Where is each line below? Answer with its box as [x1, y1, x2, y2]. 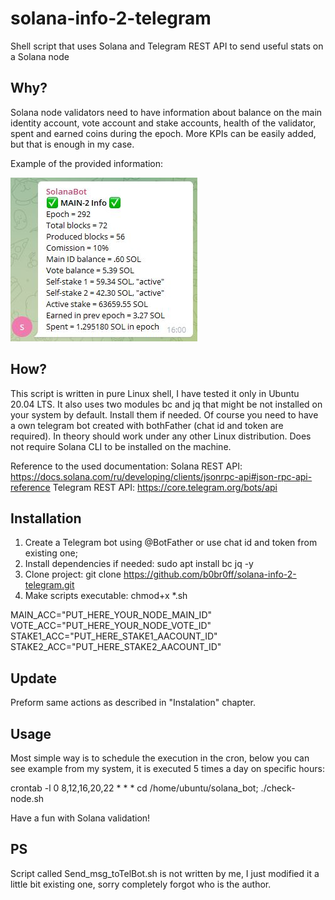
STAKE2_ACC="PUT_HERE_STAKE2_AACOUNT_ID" [10, 641, 222, 653]
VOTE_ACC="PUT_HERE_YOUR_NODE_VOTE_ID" [10, 620, 212, 632]
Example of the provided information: [10, 157, 164, 169]
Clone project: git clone [24, 568, 122, 581]
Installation [10, 510, 82, 527]
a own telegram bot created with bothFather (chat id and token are [10, 419, 284, 431]
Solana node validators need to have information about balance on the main [10, 106, 323, 118]
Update [10, 670, 58, 687]
